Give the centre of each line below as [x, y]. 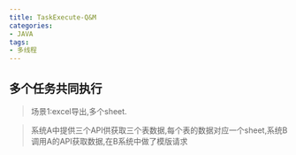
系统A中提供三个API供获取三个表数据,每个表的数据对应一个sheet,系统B [159, 130]
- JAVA [21, 34]
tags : [19, 42]
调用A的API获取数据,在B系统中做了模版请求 [109, 141]
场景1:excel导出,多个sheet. [79, 111]
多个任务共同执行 [56, 88]
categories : [31, 26]
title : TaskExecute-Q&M [53, 17]
